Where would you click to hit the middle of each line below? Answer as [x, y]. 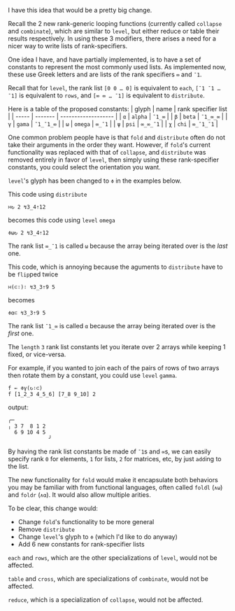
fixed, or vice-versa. [37, 354]
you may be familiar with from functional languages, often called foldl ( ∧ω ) [115, 487]
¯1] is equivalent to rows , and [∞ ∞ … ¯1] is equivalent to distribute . [106, 95]
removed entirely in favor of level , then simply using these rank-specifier [114, 160]
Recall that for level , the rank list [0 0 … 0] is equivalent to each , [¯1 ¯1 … [114, 88]
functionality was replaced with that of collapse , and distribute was [107, 152]
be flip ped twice [33, 274]
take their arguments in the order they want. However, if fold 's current [109, 145]
